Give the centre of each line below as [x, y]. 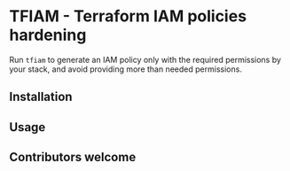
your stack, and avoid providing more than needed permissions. [125, 69]
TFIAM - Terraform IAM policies [128, 16]
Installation [41, 97]
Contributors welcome [73, 157]
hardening [48, 35]
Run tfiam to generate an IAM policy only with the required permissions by [145, 59]
